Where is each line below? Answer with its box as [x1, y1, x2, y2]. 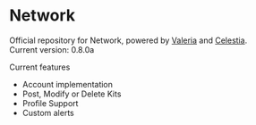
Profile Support [21, 97, 79, 108]
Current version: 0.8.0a [9, 44, 95, 54]
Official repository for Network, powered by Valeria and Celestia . [9, 35, 248, 46]
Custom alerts [21, 107, 74, 118]
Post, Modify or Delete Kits [21, 88, 122, 99]
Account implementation [21, 79, 114, 89]
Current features [9, 62, 71, 72]
